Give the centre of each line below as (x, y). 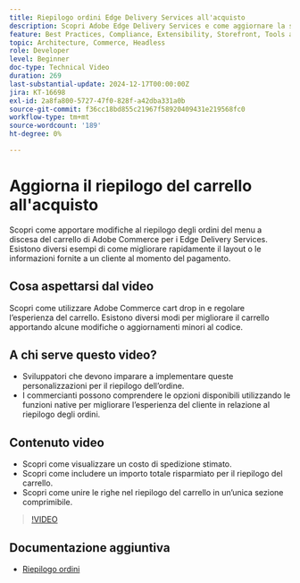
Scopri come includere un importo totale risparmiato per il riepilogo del (152, 474)
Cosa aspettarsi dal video (82, 287)
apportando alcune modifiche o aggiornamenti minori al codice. (126, 326)
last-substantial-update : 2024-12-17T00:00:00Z (100, 84)
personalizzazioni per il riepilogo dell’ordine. (103, 386)
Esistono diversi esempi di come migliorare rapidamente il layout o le (135, 249)
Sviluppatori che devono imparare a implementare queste (128, 376)
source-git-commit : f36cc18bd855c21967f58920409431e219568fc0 (127, 109)
